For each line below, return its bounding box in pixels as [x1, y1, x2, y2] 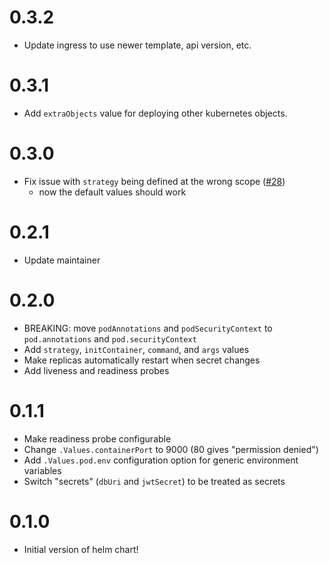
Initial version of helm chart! [23, 543, 139, 555]
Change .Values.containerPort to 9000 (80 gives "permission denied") [23, 443, 319, 455]
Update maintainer [23, 254, 101, 266]
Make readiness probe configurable [23, 432, 172, 445]
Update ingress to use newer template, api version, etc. [23, 39, 252, 51]
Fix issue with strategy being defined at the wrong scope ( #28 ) [23, 175, 286, 187]
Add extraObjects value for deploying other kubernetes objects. [23, 107, 288, 119]
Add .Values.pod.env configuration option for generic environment [23, 454, 299, 466]
